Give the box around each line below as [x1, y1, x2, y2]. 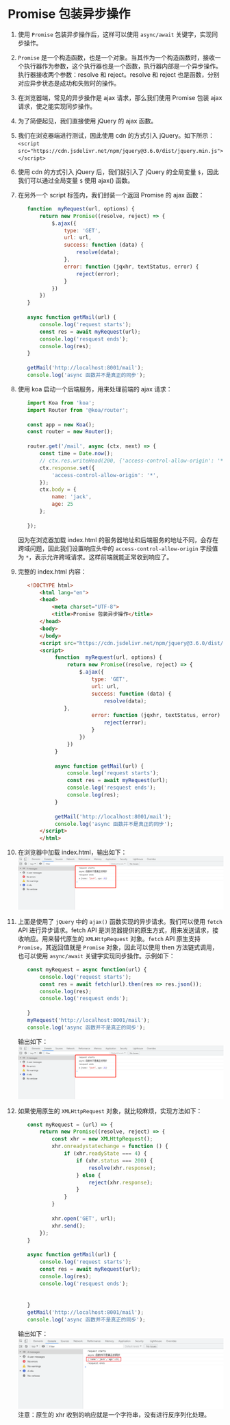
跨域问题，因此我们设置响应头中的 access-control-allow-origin [17, 544, 199, 552]
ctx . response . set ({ [39, 464, 95, 472]
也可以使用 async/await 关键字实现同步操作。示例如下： [17, 951, 175, 960]
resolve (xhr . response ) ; [88, 1165, 157, 1171]
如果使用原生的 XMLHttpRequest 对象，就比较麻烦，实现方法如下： [17, 1106, 203, 1115]
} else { [75, 1171, 101, 1179]
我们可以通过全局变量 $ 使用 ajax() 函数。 [17, 176, 134, 184]
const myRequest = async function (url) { [27, 966, 147, 973]
